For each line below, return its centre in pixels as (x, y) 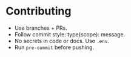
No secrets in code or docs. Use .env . (62, 41)
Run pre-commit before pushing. (54, 47)
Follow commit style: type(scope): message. (70, 34)
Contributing (39, 11)
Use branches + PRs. (41, 28)
